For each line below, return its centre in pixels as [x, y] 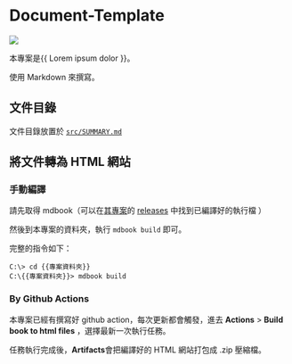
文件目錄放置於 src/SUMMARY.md [66, 131]
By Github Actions [49, 299]
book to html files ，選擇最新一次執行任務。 [90, 330]
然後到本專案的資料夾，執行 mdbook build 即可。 [98, 229]
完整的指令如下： [41, 248]
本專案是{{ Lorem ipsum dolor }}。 [72, 58]
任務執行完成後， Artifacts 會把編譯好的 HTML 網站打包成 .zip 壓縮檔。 [138, 350]
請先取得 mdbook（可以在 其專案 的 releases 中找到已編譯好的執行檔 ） [138, 211]
